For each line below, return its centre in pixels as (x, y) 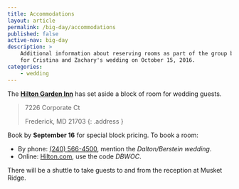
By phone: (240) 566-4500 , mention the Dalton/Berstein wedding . (115, 148)
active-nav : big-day (38, 40)
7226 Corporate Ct (52, 107)
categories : (25, 67)
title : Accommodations (41, 14)
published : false (33, 34)
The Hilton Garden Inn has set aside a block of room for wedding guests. (115, 94)
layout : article (31, 21)
